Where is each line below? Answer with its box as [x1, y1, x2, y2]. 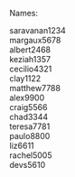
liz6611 [9, 140, 34, 151]
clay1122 [9, 73, 42, 84]
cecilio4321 [9, 63, 52, 74]
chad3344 [9, 112, 49, 122]
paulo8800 [9, 131, 51, 141]
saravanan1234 [9, 25, 66, 35]
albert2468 [9, 44, 52, 55]
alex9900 [9, 92, 45, 103]
